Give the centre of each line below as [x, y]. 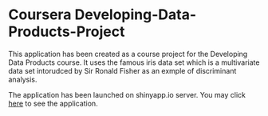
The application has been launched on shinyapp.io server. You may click [127, 94]
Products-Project [67, 32]
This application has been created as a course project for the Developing [128, 54]
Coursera [40, 15]
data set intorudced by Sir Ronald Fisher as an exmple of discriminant [122, 70]
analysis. [23, 79]
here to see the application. [53, 103]
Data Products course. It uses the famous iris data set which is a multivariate [134, 62]
